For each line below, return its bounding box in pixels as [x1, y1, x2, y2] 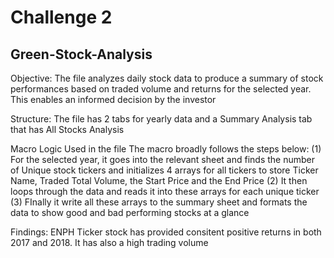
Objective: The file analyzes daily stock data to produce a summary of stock [10, 72, 324, 84]
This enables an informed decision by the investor [10, 94, 217, 105]
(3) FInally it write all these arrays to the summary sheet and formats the [10, 196, 308, 208]
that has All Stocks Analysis [10, 124, 125, 135]
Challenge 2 [10, 6, 113, 29]
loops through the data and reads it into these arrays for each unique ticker [10, 186, 320, 197]
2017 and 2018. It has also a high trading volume [10, 237, 209, 248]
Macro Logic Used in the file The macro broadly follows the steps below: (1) [10, 143, 322, 155]
